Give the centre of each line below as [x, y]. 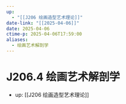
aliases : [17, 40]
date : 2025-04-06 [28, 29]
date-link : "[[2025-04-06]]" [43, 23]
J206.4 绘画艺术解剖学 [63, 77]
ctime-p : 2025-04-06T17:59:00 [44, 34]
